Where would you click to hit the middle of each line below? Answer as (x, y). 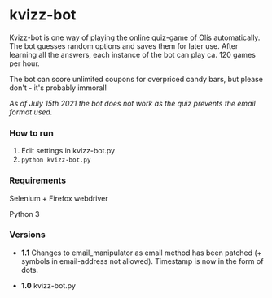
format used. (31, 112)
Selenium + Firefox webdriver (59, 198)
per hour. (24, 63)
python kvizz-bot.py (56, 160)
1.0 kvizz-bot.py (48, 285)
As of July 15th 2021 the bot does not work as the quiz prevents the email (132, 103)
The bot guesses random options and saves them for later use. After (124, 45)
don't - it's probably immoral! (58, 88)
